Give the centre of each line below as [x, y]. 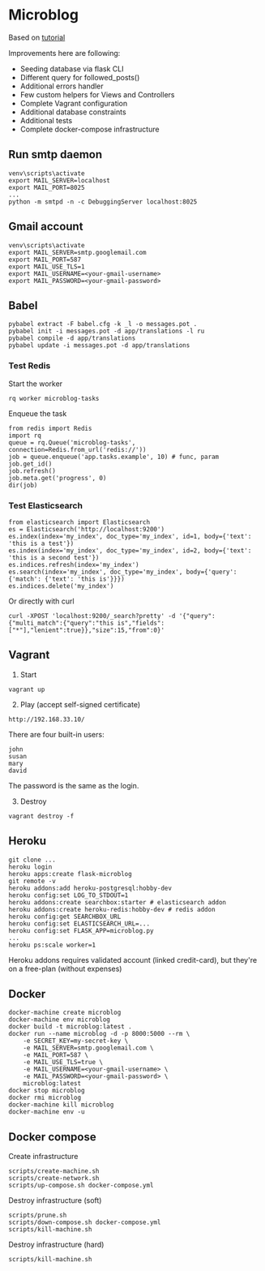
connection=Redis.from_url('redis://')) [78, 449]
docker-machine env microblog [60, 1020]
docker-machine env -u [47, 1112]
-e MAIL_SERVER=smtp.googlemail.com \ [88, 1048]
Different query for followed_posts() [80, 77]
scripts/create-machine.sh [54, 1171]
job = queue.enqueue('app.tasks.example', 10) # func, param [114, 457]
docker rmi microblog [45, 1098]
